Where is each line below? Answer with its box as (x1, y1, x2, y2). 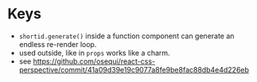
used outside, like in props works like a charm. (18, 48, 170, 57)
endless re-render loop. (18, 39, 97, 49)
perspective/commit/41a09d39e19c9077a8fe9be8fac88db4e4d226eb (18, 64, 250, 74)
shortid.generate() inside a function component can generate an (18, 31, 235, 41)
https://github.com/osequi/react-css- (33, 57, 156, 66)
